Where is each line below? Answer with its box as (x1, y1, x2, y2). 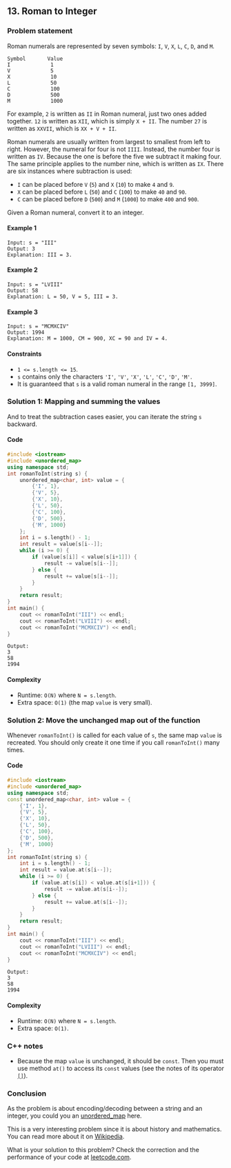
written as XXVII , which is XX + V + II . (7, 124, 117, 132)
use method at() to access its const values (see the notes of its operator (17, 1064, 224, 1072)
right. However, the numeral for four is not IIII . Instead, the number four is (7, 145, 221, 153)
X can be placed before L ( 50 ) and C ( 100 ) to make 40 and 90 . (17, 188, 187, 196)
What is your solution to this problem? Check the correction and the (7, 1146, 200, 1154)
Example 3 (7, 308, 38, 316)
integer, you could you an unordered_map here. (7, 1111, 143, 1120)
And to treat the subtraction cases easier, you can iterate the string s (7, 412, 202, 421)
